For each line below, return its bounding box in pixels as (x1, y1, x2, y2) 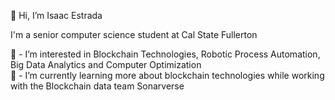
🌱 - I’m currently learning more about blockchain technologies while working (10, 70, 325, 81)
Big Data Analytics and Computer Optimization (10, 59, 202, 70)
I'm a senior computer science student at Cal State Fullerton (10, 29, 258, 40)
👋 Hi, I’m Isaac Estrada (10, 10, 103, 21)
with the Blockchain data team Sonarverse (10, 80, 185, 92)
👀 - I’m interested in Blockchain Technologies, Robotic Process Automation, (10, 48, 321, 60)
